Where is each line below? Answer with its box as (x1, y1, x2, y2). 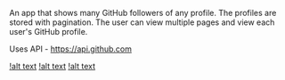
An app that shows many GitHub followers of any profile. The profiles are (9, 8, 277, 18)
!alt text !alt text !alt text (9, 61, 96, 71)
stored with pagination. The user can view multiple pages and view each (9, 17, 275, 28)
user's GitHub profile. (9, 27, 88, 36)
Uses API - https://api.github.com (9, 44, 132, 54)
